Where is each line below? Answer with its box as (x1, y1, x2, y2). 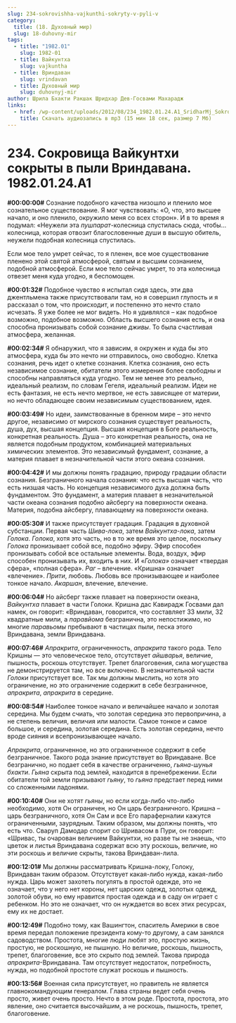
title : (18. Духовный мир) (13, 23, 93, 30)
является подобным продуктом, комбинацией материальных (7, 439, 192, 448)
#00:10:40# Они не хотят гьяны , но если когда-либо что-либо (7, 796, 195, 805)
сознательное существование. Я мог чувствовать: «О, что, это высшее (7, 205, 221, 214)
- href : (13, 108, 37, 115)
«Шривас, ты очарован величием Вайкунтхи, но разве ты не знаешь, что (7, 834, 227, 842)
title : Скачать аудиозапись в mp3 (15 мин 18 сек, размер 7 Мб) (20, 115, 212, 122)
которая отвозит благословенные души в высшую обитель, (42, 228, 221, 236)
